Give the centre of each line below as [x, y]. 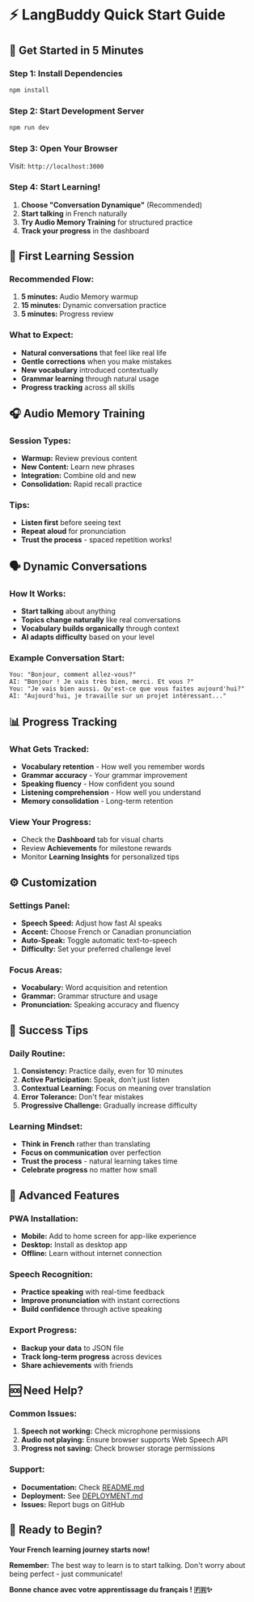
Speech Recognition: [51, 1275]
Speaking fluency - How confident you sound [97, 784]
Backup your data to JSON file [72, 1348]
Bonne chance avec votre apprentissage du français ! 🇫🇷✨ [111, 1589]
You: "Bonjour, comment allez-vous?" [73, 675]
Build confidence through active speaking [91, 1309]
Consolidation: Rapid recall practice [81, 484]
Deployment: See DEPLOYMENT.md [82, 1496]
